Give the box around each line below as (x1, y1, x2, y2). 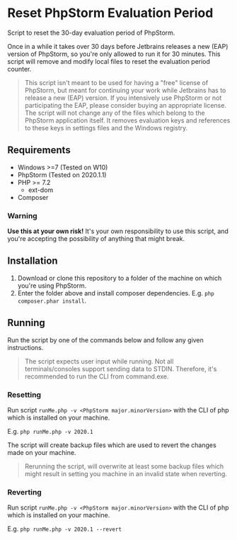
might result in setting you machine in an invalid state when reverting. (24, 469, 228, 478)
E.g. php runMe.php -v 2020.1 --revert (7, 524, 122, 533)
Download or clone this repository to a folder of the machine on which (17, 274, 222, 282)
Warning (7, 210, 37, 220)
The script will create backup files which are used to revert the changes (7, 441, 217, 449)
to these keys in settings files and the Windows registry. (24, 123, 188, 132)
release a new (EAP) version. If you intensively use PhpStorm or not (24, 94, 222, 102)
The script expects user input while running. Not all (24, 356, 174, 366)
